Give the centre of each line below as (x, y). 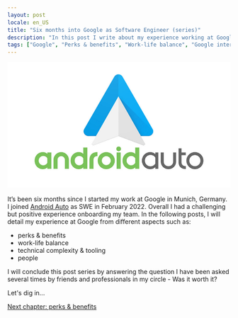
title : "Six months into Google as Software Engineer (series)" (104, 30)
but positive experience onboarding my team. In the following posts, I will (114, 214)
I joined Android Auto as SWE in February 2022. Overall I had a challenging (117, 206)
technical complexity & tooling (62, 250)
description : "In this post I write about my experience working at (110, 38)
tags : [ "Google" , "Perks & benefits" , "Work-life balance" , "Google (110, 45)
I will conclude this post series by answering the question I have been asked (118, 271)
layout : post (27, 15)
